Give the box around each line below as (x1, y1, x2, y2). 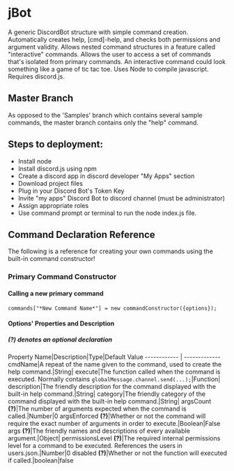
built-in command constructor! (8, 255, 96, 263)
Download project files (17, 179, 83, 187)
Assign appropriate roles (17, 201, 89, 209)
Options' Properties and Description (8, 319, 115, 328)
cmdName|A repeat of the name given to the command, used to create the (8, 360, 222, 369)
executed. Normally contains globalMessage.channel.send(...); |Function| (8, 375, 221, 383)
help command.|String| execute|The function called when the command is (8, 367, 221, 376)
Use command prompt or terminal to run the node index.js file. (17, 209, 197, 217)
